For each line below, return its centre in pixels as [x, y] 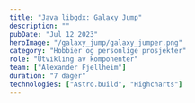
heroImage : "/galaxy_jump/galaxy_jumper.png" [96, 43]
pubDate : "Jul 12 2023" [54, 34]
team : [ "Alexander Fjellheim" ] [68, 68]
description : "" [40, 26]
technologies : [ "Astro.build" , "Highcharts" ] [96, 84]
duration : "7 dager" [48, 76]
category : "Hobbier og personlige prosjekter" [98, 51]
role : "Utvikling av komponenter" [74, 59]
